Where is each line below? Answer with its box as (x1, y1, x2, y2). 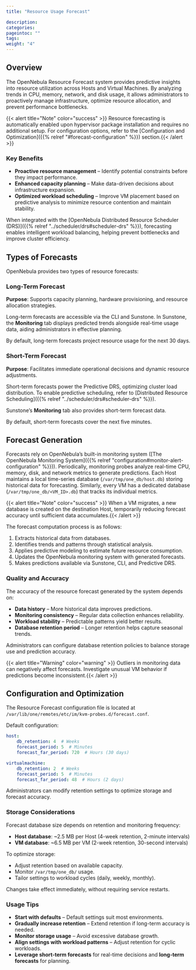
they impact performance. (14, 174, 78, 181)
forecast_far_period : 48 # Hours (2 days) (16, 776, 125, 783)
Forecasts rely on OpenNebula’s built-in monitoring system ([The (6, 450, 162, 458)
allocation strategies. (6, 302, 57, 309)
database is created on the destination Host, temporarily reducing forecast (6, 506, 186, 513)
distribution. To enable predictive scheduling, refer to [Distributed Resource (6, 389, 188, 396)
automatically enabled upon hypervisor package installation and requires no (6, 121, 189, 128)
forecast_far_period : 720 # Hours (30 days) (16, 750, 130, 756)
